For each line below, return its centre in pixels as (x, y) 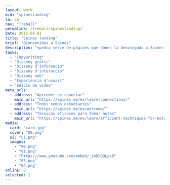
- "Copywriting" (27, 57)
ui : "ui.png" (24, 137)
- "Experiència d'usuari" (37, 81)
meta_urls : (17, 90)
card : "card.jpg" (28, 128)
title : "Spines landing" (31, 39)
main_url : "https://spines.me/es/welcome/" (61, 109)
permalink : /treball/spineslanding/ (44, 29)
